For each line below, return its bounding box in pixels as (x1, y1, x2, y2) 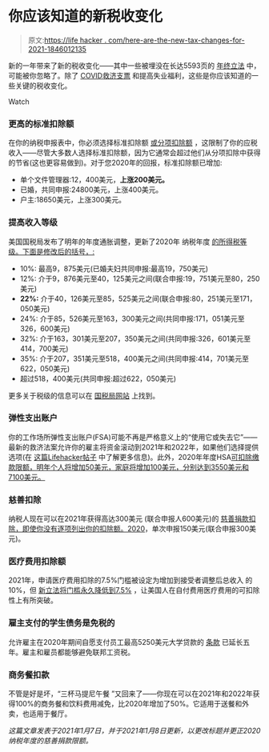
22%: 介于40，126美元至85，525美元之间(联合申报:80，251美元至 (19, 294, 240, 303)
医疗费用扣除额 (8, 556, 66, 567)
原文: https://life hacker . (27, 35, 106, 45)
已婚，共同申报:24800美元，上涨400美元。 (19, 185, 163, 194)
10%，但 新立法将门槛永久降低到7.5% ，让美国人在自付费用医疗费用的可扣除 (8, 586, 260, 595)
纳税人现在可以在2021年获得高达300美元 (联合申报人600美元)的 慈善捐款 (8, 514, 250, 524)
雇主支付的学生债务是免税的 (8, 618, 115, 629)
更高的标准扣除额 (8, 118, 74, 129)
